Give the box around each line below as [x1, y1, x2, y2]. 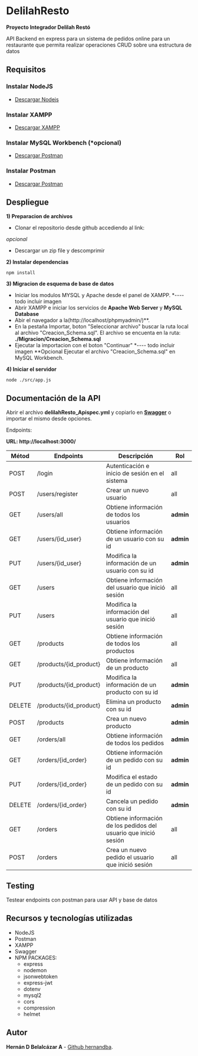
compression [23, 1004, 55, 1011]
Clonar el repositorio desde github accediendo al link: [14, 224, 145, 231]
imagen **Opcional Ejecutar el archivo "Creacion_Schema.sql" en [14, 348, 176, 355]
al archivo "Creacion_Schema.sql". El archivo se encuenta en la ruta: [14, 329, 181, 337]
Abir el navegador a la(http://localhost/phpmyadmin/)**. [14, 317, 150, 324]
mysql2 [23, 992, 42, 999]
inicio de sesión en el [105, 469, 164, 478]
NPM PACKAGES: [14, 954, 57, 961]
